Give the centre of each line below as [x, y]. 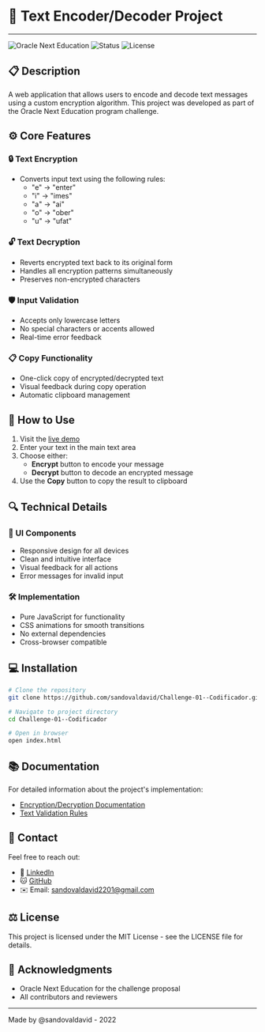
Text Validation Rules [54, 813]
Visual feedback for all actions [69, 567]
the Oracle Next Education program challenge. [84, 111]
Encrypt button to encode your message [97, 464]
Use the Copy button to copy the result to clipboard [103, 481]
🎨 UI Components [42, 533]
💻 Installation [43, 668]
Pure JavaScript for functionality [72, 617]
